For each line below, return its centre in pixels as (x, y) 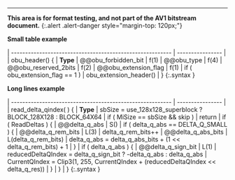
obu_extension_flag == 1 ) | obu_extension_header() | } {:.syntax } (101, 75)
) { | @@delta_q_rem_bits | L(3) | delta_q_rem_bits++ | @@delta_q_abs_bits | (117, 132)
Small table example (37, 39)
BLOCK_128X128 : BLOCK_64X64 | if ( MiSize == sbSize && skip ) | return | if (117, 117)
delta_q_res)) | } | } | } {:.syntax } (54, 169)
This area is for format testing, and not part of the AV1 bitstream (102, 18)
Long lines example (36, 89)
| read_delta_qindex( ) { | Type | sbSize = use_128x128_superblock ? (105, 110)
